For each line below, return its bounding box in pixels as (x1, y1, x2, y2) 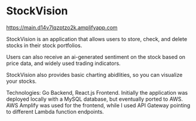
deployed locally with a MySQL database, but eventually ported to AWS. (6, 95, 183, 103)
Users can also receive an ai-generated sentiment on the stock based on (6, 53, 186, 60)
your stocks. (6, 77, 37, 85)
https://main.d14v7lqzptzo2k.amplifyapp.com (6, 24, 118, 31)
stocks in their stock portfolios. (6, 42, 82, 49)
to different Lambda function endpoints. (6, 108, 105, 115)
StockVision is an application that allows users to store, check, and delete (6, 35, 188, 42)
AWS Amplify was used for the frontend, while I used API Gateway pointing (6, 101, 191, 108)
